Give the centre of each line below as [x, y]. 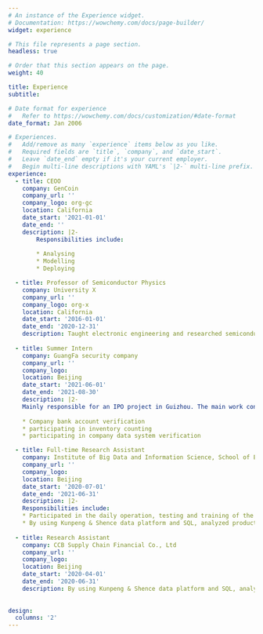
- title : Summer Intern [54, 348]
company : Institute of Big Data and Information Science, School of [136, 457]
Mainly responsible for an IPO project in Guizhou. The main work [133, 406]
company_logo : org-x [56, 304]
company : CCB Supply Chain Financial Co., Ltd [99, 545]
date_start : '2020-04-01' [65, 574]
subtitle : [24, 94]
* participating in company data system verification [112, 436]
